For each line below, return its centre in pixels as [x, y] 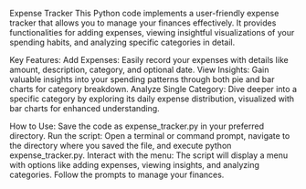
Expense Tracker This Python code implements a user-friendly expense [144, 13]
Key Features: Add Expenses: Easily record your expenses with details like [149, 60]
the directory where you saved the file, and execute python [121, 146]
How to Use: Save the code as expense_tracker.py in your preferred [137, 126]
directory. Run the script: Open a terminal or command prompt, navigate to [150, 136]
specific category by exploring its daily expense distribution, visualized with [152, 99]
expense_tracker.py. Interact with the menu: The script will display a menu [149, 155]
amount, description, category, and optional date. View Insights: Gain [139, 69]
